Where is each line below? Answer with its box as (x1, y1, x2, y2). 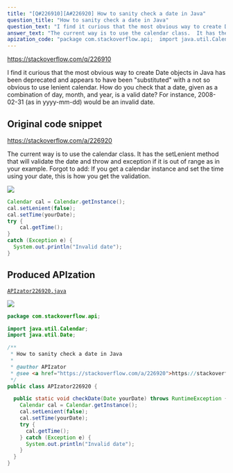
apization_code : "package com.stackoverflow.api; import (7, 36, 178, 43)
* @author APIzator (10, 363, 67, 370)
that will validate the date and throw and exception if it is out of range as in (7, 157, 221, 165)
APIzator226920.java (7, 287, 67, 295)
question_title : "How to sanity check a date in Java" (7, 17, 169, 24)
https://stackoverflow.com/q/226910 (7, 55, 112, 63)
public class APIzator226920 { (7, 383, 98, 390)
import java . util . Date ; (7, 332, 76, 338)
